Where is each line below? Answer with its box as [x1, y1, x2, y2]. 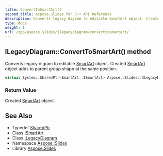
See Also [5, 112, 33, 120]
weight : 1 [5, 25, 25, 30]
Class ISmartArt [12, 130, 44, 136]
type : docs [5, 20, 27, 26]
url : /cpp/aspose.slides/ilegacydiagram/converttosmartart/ [5, 30, 130, 35]
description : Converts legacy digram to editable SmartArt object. [5, 16, 145, 21]
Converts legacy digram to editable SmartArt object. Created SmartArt [5, 60, 146, 66]
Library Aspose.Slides [12, 145, 56, 151]
